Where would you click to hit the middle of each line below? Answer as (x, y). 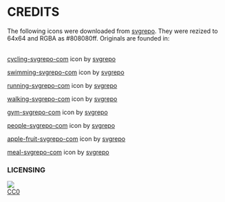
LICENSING (26, 170)
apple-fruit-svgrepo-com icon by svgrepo (66, 139)
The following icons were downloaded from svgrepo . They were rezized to (112, 31)
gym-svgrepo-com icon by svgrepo (57, 112)
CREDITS (33, 12)
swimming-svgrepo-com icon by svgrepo (66, 72)
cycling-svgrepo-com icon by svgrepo (62, 58)
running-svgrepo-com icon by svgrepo (62, 85)
